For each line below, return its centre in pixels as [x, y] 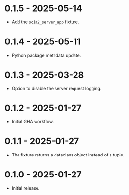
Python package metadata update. [46, 55]
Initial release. [26, 188]
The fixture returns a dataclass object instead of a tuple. [68, 155]
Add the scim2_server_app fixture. [45, 22]
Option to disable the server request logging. [56, 88]
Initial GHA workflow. [33, 121]
